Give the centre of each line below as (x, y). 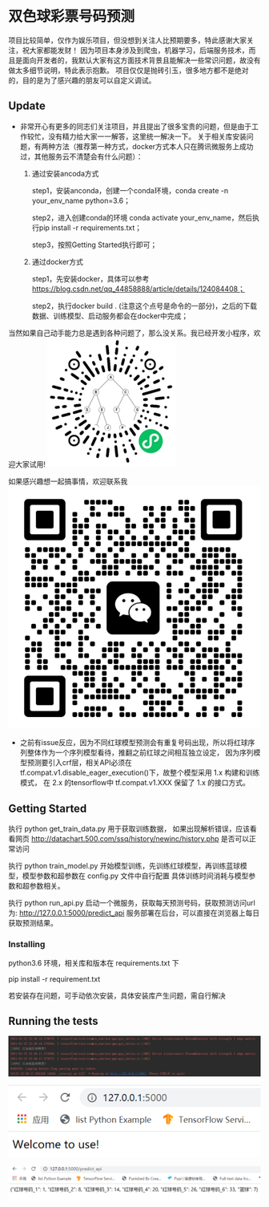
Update (27, 106)
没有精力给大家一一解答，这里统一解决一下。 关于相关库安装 (147, 136)
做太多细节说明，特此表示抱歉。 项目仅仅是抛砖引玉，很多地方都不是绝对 (128, 70)
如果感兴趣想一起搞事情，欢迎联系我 (68, 481)
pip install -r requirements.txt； (90, 227)
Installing (27, 945)
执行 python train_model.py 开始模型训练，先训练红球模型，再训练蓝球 (124, 866)
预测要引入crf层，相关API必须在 (79, 763)
